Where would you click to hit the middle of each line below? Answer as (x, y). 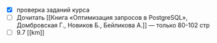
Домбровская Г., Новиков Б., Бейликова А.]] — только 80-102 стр (113, 25)
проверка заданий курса (53, 10)
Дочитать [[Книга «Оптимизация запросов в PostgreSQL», (102, 18)
